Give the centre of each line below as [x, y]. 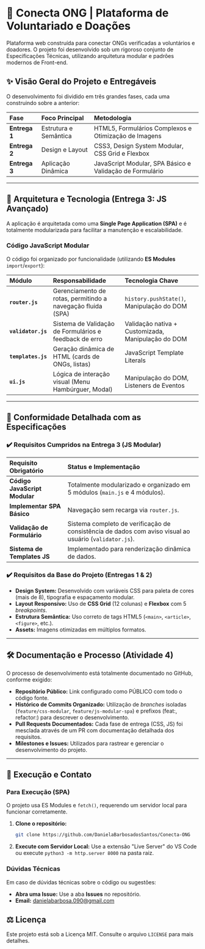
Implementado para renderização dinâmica [129, 548]
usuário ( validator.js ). [101, 539]
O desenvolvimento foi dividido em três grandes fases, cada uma [88, 96]
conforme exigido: [29, 679]
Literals [135, 360]
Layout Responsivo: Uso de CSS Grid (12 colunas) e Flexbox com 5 [101, 603]
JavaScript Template [154, 352]
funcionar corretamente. [37, 812]
